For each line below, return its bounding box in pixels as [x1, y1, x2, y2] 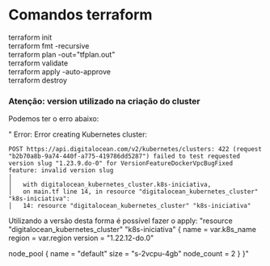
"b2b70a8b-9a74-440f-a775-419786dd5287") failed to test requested [8, 152, 241, 161]
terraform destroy [8, 75, 67, 85]
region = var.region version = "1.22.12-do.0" [8, 233, 154, 243]
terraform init [8, 32, 53, 42]
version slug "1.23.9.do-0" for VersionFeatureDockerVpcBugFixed [8, 159, 233, 167]
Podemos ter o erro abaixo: [8, 114, 99, 124]
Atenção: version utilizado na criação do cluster [8, 95, 200, 107]
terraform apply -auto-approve [8, 66, 112, 76]
